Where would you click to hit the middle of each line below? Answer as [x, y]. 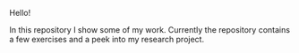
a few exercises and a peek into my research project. [107, 39]
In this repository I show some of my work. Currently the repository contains [150, 30]
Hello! [20, 13]
